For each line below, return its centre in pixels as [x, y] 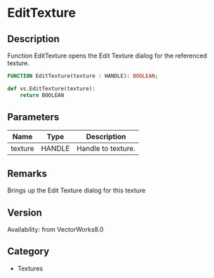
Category [28, 252]
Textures [30, 268]
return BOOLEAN [42, 95]
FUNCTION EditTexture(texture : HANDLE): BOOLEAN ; [83, 76]
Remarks [27, 173]
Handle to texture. [106, 149]
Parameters [33, 117]
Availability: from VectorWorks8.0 [55, 230]
